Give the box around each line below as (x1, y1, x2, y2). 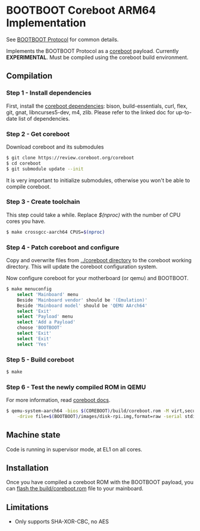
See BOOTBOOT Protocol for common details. (6, 36, 119, 43)
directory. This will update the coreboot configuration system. (6, 263, 158, 271)
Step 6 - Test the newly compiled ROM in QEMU (6, 383, 146, 391)
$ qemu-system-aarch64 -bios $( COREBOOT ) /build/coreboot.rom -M (6, 408, 169, 414)
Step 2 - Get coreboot (6, 130, 70, 138)
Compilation (6, 71, 52, 81)
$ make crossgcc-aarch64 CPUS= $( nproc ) (6, 229, 105, 235)
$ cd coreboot (6, 160, 42, 166)
